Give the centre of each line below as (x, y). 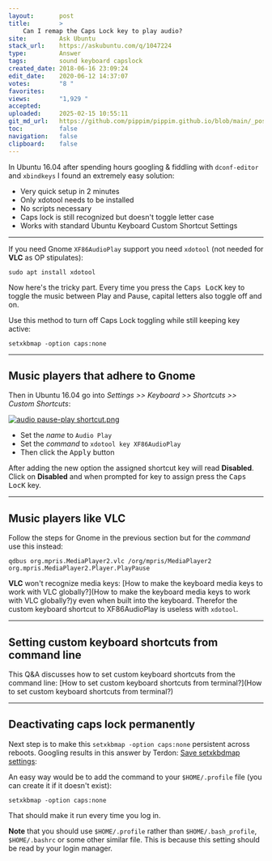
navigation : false (43, 136)
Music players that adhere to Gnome (102, 376)
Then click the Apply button (67, 452)
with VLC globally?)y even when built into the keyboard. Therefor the (123, 600)
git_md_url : (28, 121)
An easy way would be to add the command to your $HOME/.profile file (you (135, 777)
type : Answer (45, 53)
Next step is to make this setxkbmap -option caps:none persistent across (129, 744)
